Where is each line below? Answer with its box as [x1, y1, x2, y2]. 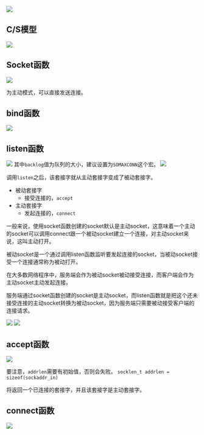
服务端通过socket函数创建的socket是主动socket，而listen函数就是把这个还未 [6, 292, 198, 299]
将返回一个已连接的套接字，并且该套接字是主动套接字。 [6, 386, 145, 394]
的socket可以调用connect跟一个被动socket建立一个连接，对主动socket [6, 230, 184, 238]
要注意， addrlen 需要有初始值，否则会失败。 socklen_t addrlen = [6, 368, 170, 375]
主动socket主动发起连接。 [6, 279, 71, 286]
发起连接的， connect [24, 210, 76, 217]
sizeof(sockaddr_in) [6, 375, 59, 381]
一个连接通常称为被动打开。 [11, 258, 81, 266]
